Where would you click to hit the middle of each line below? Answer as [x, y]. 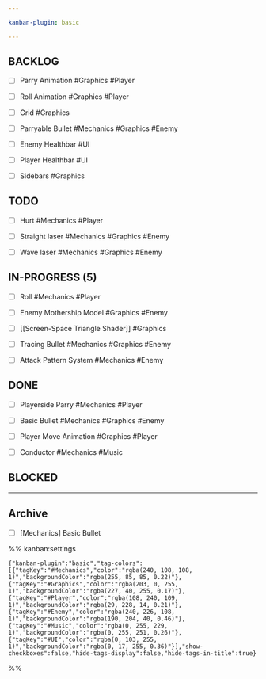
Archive [28, 514]
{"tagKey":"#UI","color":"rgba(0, [65, 639]
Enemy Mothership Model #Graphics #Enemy [94, 312]
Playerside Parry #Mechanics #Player [81, 404]
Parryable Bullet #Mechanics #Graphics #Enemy [99, 128]
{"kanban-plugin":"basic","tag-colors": [76, 563]
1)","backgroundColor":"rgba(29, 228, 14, [79, 605]
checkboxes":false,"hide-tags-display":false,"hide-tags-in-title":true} [133, 653]
